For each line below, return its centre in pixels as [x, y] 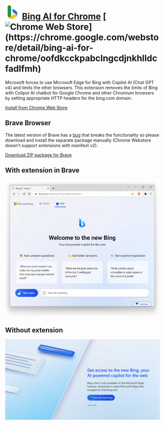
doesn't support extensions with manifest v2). [52, 145]
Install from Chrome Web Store [36, 107]
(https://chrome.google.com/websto [82, 38]
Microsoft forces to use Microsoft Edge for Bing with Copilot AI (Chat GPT [80, 82]
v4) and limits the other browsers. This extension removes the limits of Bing [82, 88]
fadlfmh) [23, 69]
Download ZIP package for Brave [39, 155]
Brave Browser [28, 123]
